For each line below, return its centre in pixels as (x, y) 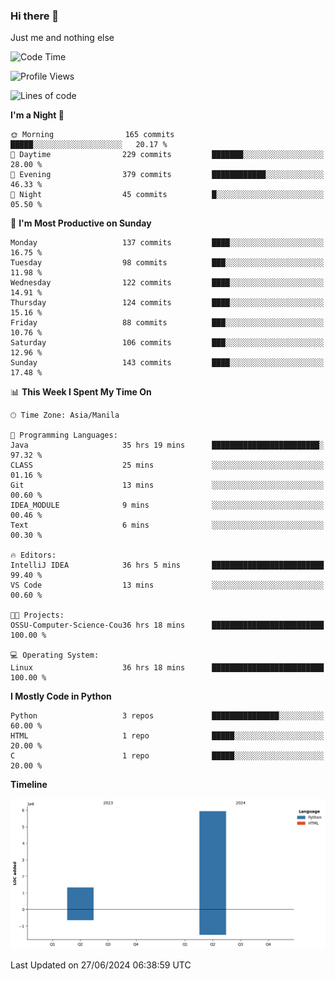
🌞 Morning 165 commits (92, 135)
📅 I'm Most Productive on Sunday (81, 223)
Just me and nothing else (62, 38)
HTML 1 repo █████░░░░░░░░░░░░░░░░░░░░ (167, 736)
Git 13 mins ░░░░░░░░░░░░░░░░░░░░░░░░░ (167, 485)
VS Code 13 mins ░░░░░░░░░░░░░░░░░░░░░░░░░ (167, 585)
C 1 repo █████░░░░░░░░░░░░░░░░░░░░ (167, 756)
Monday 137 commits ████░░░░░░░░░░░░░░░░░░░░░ (167, 243)
